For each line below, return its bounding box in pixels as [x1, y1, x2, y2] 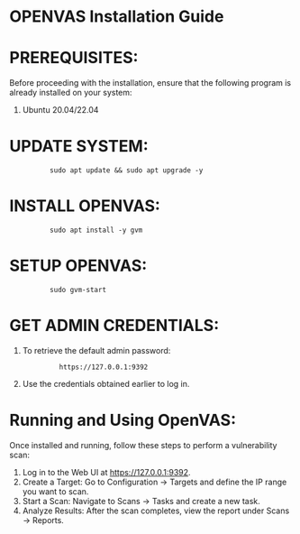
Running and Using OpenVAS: [9, 410, 237, 430]
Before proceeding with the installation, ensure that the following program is [9, 78, 291, 88]
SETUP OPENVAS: [9, 255, 148, 276]
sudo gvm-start [49, 285, 106, 294]
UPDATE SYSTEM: [9, 136, 149, 157]
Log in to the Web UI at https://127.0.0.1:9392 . [22, 466, 191, 477]
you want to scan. [22, 485, 89, 497]
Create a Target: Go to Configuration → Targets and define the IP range [22, 476, 287, 487]
